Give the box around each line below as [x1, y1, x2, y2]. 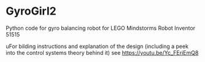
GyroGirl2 [6, 4, 56, 18]
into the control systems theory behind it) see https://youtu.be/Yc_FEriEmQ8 [6, 49, 199, 56]
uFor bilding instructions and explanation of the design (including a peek [6, 43, 188, 50]
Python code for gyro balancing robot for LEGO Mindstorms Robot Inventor [6, 24, 196, 32]
